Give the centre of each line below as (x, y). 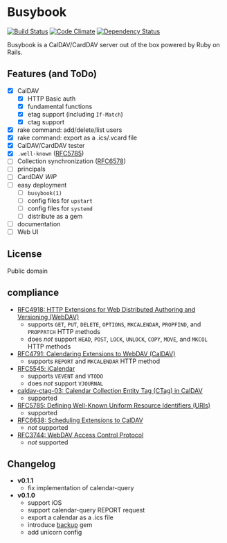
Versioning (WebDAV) (48, 317)
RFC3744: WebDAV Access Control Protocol (80, 435)
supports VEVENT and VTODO (65, 376)
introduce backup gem (60, 525)
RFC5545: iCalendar (46, 368)
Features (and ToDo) (52, 74)
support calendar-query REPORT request (86, 510)
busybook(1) (45, 193)
